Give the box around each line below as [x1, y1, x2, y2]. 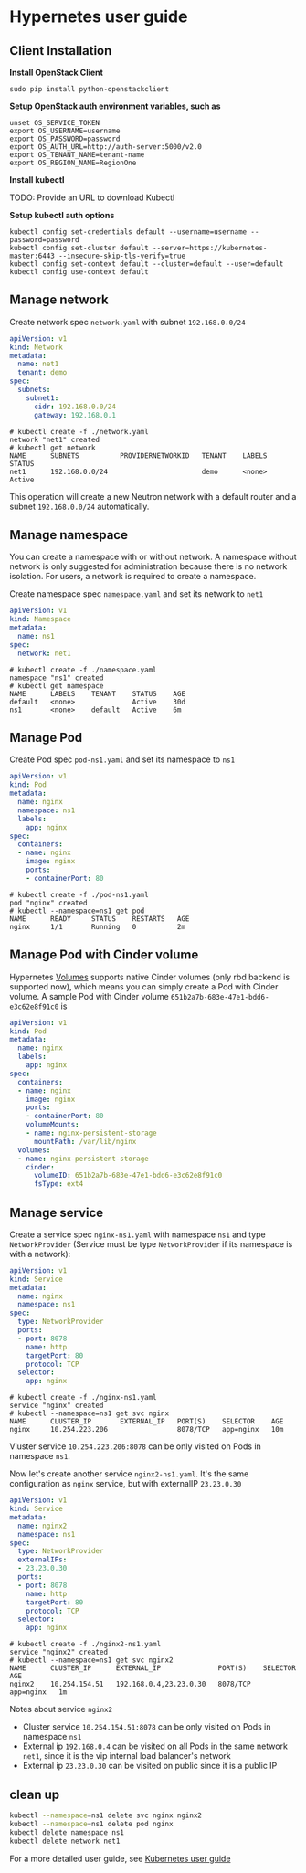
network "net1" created [9, 435, 100, 444]
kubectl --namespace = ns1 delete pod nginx [9, 1819, 174, 1828]
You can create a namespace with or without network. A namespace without [9, 551, 297, 563]
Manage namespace [9, 527, 128, 543]
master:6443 [9, 251, 55, 260]
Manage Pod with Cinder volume [9, 947, 199, 963]
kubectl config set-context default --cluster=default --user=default [9, 259, 284, 269]
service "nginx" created [9, 1401, 104, 1411]
